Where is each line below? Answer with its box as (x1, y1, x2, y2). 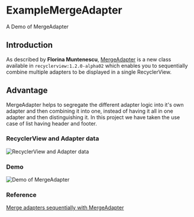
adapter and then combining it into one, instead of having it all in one (6, 107, 173, 114)
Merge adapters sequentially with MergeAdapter (6, 204, 124, 211)
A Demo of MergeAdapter (6, 23, 69, 30)
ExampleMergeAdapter (6, 4, 122, 17)
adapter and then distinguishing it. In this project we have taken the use (6, 113, 180, 121)
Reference (6, 191, 37, 199)
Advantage (6, 86, 48, 96)
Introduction (6, 40, 53, 50)
